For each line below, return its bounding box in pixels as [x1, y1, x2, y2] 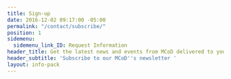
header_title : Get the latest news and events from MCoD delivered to [7, 49, 214, 56]
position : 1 [7, 29, 41, 36]
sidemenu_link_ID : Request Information [13, 42, 128, 49]
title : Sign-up [7, 10, 51, 17]
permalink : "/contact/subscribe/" [7, 23, 107, 30]
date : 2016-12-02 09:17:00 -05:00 [7, 16, 107, 23]
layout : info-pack [7, 61, 60, 68]
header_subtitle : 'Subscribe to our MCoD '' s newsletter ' [7, 55, 177, 62]
